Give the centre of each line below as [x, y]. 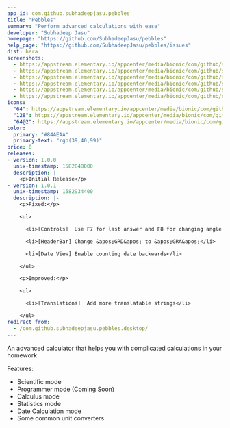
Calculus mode [38, 396]
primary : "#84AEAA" [41, 134]
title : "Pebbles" [32, 20]
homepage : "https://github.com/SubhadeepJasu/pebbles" [87, 39]
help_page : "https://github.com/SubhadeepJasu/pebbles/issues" [99, 45]
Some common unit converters [61, 418]
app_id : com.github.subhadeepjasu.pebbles [68, 13]
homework [22, 355]
